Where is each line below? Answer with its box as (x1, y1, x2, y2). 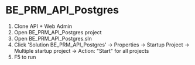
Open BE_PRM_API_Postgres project (13, 28, 102, 35)
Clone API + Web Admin (13, 23, 73, 30)
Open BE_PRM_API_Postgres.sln (13, 35, 92, 42)
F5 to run (13, 53, 36, 60)
